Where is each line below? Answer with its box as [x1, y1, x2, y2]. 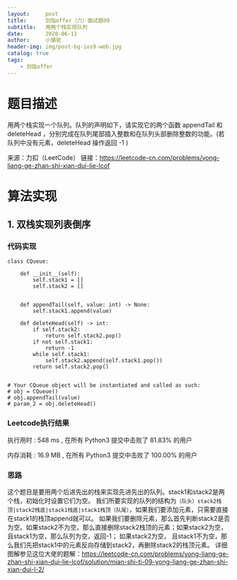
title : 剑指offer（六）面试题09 [7, 17, 110, 24]
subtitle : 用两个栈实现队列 [7, 23, 88, 30]
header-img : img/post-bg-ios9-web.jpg [7, 43, 122, 50]
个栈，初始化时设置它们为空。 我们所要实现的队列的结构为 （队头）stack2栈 [7, 496, 222, 505]
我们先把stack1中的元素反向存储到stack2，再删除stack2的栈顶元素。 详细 [13, 541, 228, 550]
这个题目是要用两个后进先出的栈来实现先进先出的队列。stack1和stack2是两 [7, 488, 225, 496]
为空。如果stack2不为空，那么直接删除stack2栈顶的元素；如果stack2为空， [7, 523, 228, 532]
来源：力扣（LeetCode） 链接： [7, 153, 100, 161]
